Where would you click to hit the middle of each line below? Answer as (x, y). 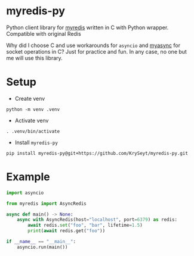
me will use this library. (34, 58)
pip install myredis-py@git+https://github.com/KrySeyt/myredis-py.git (97, 153)
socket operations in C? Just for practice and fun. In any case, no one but (96, 51)
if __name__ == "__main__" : (41, 242)
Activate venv (32, 120)
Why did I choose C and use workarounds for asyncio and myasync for (93, 45)
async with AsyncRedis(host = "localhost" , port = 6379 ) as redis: (97, 220)
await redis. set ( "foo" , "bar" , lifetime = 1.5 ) (85, 225)
